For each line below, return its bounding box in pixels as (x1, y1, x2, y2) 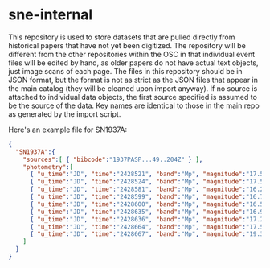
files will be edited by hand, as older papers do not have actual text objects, (8, 58, 259, 68)
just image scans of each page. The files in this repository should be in (8, 66, 243, 76)
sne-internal (8, 6, 93, 24)
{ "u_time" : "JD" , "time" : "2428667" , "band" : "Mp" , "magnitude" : (29, 230, 247, 238)
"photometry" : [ (22, 163, 74, 171)
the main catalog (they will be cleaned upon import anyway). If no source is (8, 83, 258, 93)
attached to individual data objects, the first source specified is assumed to (8, 92, 257, 101)
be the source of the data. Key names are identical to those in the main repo (8, 101, 260, 110)
